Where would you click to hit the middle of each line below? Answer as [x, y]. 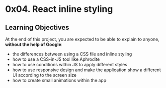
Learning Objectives [37, 27]
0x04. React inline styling [59, 9]
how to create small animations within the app [59, 80]
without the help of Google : [34, 44]
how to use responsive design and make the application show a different [86, 70]
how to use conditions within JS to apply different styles [70, 65]
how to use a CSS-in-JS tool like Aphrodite [56, 59]
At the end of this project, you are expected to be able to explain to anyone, [82, 39]
